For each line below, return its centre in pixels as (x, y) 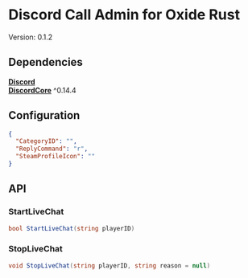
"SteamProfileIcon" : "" (55, 157)
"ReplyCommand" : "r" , (52, 149)
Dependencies (45, 62)
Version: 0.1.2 (31, 37)
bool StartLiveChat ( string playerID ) (72, 228)
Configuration (44, 115)
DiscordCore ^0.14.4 (42, 90)
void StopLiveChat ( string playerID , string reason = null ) (110, 266)
